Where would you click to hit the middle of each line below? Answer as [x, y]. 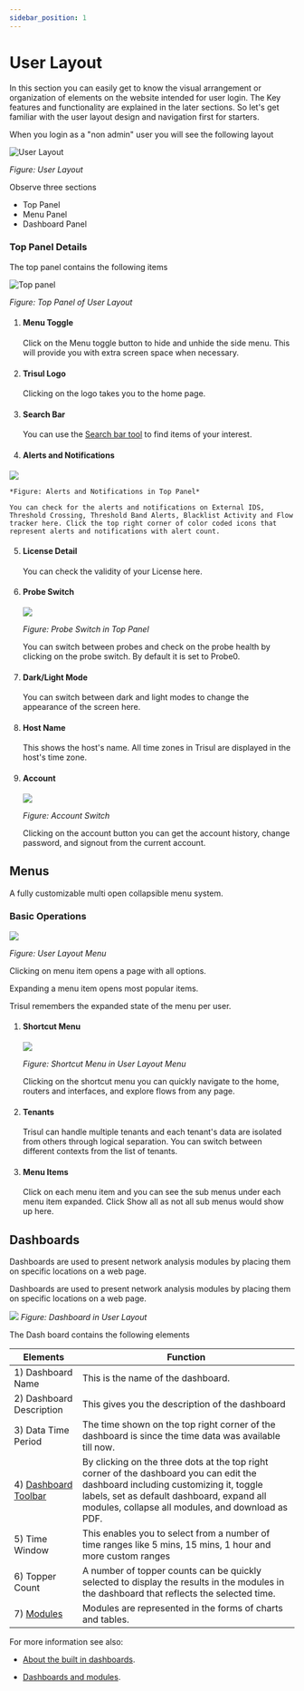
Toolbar [30, 1496]
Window [32, 1550]
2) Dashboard [43, 1399]
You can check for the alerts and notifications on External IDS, [137, 507]
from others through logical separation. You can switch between [142, 1142]
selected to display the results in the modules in [183, 1582]
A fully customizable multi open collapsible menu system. [116, 893]
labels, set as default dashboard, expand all [174, 1496]
